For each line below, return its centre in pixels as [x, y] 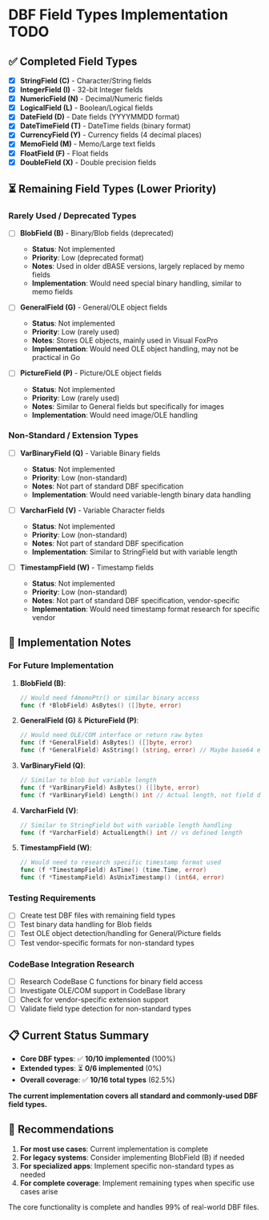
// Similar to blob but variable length [88, 780]
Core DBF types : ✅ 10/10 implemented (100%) [98, 1058]
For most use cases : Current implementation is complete [114, 1149]
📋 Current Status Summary [79, 1035]
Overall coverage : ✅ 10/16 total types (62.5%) [97, 1080]
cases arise [39, 1191]
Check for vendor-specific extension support [94, 999]
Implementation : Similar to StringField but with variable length [134, 552]
